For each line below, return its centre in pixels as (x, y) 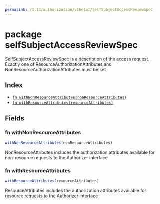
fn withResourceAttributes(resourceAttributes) (63, 103)
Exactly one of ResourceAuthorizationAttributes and (58, 64)
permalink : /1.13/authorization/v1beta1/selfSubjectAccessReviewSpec (79, 10)
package (24, 34)
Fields (15, 118)
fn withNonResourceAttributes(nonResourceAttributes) (69, 98)
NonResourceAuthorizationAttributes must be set (56, 69)
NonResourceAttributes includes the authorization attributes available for (80, 152)
